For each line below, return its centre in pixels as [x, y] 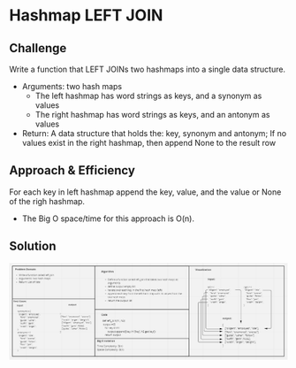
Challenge [38, 48]
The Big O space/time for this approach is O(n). [108, 218]
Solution [33, 246]
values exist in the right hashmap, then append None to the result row [149, 143]
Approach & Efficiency [72, 170]
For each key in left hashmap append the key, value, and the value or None [145, 192]
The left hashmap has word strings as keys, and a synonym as [148, 96]
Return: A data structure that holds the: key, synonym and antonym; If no [154, 133]
